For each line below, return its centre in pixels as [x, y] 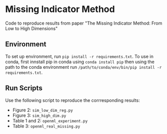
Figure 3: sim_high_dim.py [39, 115]
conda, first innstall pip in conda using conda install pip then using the [80, 62]
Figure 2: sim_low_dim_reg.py [43, 110]
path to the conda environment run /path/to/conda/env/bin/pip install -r [83, 67]
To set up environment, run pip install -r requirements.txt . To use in [79, 56]
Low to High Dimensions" [31, 28]
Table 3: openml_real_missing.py [46, 126]
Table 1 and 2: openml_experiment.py [50, 120]
